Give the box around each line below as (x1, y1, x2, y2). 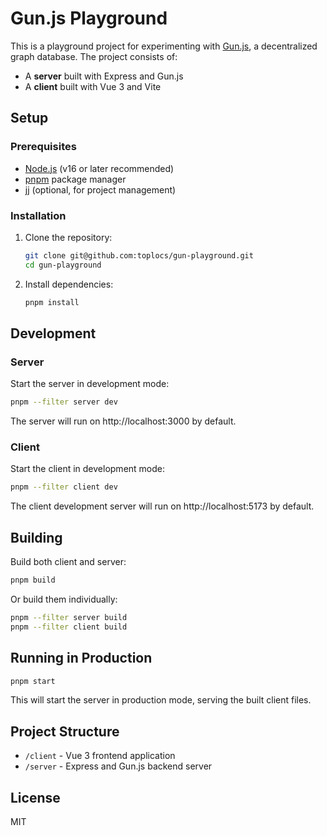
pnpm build (10, 575, 56, 586)
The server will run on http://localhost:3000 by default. (10, 415, 237, 427)
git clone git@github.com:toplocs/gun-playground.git (24, 250, 254, 261)
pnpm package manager (24, 173, 127, 185)
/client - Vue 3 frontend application (24, 750, 176, 762)
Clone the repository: (24, 231, 113, 243)
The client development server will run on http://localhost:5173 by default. (10, 500, 315, 512)
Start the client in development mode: (10, 463, 166, 475)
